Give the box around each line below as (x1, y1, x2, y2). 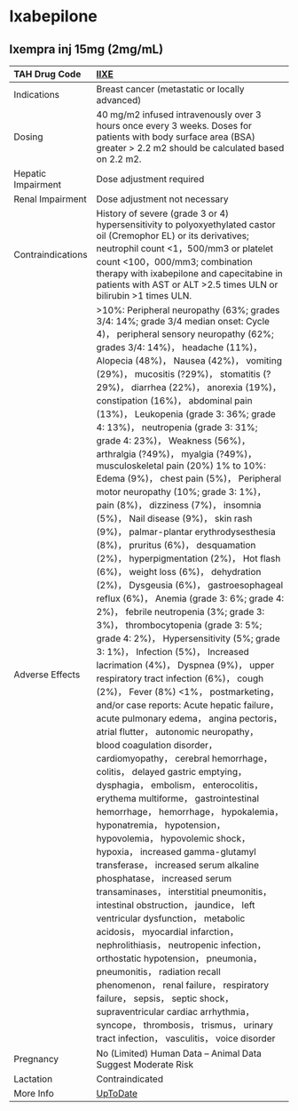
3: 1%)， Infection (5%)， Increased (96, 646, 250, 658)
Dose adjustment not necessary (96, 193, 229, 205)
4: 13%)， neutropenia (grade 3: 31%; (96, 421, 258, 433)
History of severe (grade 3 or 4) (96, 207, 229, 220)
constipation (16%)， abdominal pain (96, 395, 253, 406)
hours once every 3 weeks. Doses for (96, 120, 253, 132)
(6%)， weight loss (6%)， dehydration (96, 566, 262, 578)
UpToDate (96, 1087, 138, 1099)
